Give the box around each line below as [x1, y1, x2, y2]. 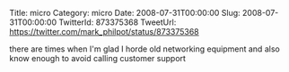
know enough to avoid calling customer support [9, 53, 187, 63]
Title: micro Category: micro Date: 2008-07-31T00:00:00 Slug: [9, 8, 241, 18]
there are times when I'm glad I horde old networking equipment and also [9, 44, 280, 54]
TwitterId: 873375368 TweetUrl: [57, 17, 177, 28]
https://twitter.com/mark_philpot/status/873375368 [9, 27, 199, 36]
